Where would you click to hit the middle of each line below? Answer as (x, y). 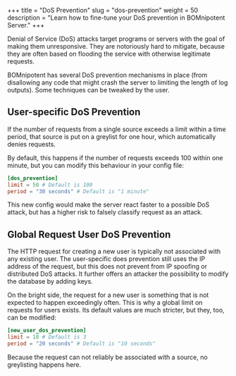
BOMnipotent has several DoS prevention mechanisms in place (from (107, 75)
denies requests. (32, 144)
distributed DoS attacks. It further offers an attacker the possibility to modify (118, 274)
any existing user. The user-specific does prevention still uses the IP (106, 259)
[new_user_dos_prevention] (47, 331)
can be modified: (32, 317)
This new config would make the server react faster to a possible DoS (108, 205)
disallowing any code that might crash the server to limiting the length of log (118, 83)
